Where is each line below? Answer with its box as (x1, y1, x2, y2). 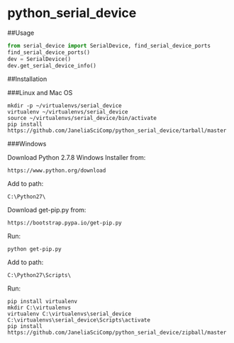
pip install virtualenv (7, 298, 78, 305)
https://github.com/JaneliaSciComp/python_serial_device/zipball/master (7, 329, 227, 337)
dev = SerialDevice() (7, 55, 72, 62)
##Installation (7, 75, 48, 83)
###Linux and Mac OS (7, 89, 73, 97)
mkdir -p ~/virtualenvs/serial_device (7, 102, 122, 109)
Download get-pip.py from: (7, 206, 87, 214)
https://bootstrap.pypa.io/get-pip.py (7, 219, 122, 227)
